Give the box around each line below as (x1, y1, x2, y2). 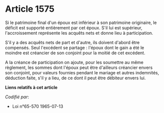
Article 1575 (5, 3, 55, 15)
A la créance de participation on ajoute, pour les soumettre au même (5, 59, 143, 65)
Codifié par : (5, 94, 29, 100)
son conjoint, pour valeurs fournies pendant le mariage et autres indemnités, (5, 69, 159, 75)
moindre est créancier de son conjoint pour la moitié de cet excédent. (5, 50, 145, 56)
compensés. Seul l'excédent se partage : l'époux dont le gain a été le (5, 45, 144, 50)
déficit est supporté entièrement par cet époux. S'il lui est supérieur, (5, 24, 143, 30)
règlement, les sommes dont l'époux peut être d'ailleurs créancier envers (5, 65, 153, 70)
